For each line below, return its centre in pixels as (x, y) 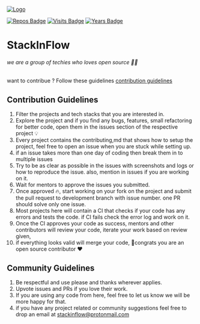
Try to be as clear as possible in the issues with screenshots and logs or (105, 166)
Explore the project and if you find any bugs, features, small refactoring (104, 121)
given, (23, 236)
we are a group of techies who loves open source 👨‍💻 (72, 62)
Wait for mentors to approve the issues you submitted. (83, 185)
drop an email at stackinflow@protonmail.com (72, 314)
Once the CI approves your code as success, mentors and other (95, 224)
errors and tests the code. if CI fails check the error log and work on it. (102, 217)
